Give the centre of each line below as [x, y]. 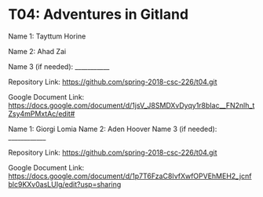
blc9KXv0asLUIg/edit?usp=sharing [65, 184]
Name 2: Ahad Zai [37, 51]
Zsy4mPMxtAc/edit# [42, 113]
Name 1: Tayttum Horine [47, 36]
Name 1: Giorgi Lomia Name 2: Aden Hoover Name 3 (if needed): [113, 129]
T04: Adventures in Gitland [99, 15]
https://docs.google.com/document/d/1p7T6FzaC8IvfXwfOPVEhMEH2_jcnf [130, 176]
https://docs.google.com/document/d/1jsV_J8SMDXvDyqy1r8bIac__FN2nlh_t [131, 105]
